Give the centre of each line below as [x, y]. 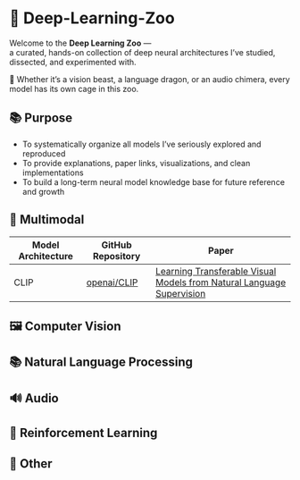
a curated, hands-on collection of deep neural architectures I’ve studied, [142, 52]
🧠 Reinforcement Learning [83, 433]
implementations [53, 173]
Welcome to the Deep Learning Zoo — [80, 43]
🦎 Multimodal [47, 219]
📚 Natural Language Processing [101, 362]
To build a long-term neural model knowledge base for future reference [154, 181]
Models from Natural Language [221, 282]
